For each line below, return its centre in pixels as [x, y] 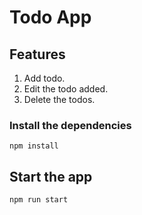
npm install [34, 146]
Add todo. [44, 78]
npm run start [39, 200]
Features [37, 54]
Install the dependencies [70, 125]
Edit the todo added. [66, 89]
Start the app [51, 176]
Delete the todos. [59, 99]
